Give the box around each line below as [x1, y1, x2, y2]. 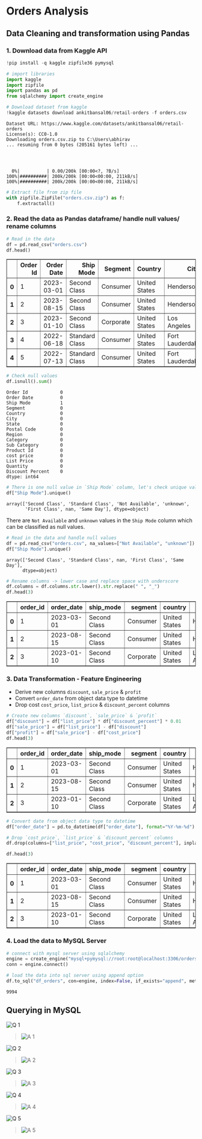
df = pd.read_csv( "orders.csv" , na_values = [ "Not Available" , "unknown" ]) [6, 540, 195, 546]
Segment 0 [6, 405, 63, 411]
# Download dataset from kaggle [6, 104, 87, 110]
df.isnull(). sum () [6, 379, 52, 385]
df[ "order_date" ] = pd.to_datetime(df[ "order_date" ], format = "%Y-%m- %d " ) [6, 824, 195, 830]
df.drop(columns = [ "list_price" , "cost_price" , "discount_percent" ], [6, 840, 182, 847]
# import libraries [6, 71, 55, 77]
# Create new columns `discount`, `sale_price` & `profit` [6, 713, 158, 719]
